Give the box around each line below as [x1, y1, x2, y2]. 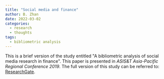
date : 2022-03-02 [5, 16, 41, 21]
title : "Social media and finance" [5, 7, 79, 12]
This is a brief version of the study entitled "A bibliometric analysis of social [5, 53, 159, 59]
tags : [5, 35, 16, 40]
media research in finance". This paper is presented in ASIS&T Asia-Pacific [5, 58, 159, 64]
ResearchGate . [5, 69, 36, 75]
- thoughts [9, 30, 32, 35]
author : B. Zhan [5, 12, 39, 17]
